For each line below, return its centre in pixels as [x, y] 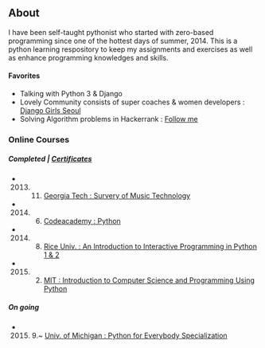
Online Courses [39, 139]
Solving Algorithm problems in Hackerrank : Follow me [109, 119]
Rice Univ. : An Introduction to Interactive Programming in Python [150, 246]
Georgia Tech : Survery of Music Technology [117, 195]
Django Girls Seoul [50, 111]
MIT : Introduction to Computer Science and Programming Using [149, 280]
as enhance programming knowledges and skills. [88, 57]
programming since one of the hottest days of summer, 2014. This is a [123, 41]
